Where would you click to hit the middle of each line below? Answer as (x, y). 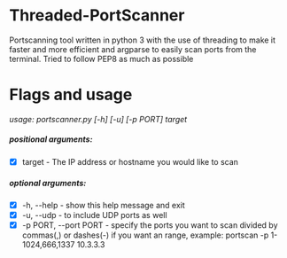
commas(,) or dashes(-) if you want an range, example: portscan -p (145, 235)
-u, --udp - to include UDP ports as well (94, 215)
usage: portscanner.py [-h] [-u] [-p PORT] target (98, 119)
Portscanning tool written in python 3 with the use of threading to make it (143, 40)
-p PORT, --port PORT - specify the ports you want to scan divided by (150, 225)
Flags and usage (71, 95)
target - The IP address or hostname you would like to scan (130, 161)
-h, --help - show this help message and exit (104, 205)
